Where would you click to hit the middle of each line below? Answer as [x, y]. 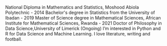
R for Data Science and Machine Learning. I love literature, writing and [78, 34]
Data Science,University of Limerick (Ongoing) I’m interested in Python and [83, 28]
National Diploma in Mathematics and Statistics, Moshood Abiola [72, 7]
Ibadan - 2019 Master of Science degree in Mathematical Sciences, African [83, 18]
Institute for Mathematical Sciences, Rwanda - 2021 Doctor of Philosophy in [83, 23]
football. [14, 39]
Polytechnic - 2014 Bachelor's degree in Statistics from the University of [80, 12]
